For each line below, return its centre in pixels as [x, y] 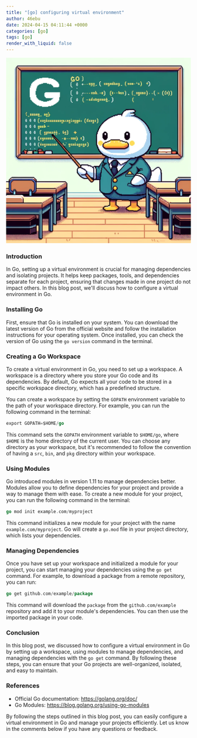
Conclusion [23, 633]
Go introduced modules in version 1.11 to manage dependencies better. [91, 481]
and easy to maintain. [32, 670]
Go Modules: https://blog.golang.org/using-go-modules [82, 705]
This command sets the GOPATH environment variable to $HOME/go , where [92, 434]
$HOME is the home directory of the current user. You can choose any [88, 441]
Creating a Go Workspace [43, 356]
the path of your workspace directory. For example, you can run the [88, 405]
